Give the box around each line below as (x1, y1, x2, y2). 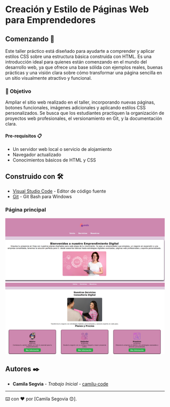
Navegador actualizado (12, 151, 62, 158)
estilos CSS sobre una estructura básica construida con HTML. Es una (5, 53, 152, 59)
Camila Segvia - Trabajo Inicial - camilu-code (12, 381, 109, 387)
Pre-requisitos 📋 (5, 133, 42, 139)
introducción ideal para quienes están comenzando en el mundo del (5, 59, 147, 65)
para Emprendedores (5, 14, 96, 26)
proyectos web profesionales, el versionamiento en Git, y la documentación (5, 115, 162, 121)
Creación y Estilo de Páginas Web (5, 4, 149, 15)
